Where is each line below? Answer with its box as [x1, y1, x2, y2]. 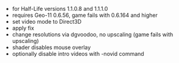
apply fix [12, 24, 35, 31]
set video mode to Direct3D [12, 18, 82, 25]
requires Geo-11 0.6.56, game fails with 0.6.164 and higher [12, 12, 158, 19]
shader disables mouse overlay [12, 44, 91, 51]
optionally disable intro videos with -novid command [12, 50, 145, 57]
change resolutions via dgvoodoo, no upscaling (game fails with [12, 31, 174, 38]
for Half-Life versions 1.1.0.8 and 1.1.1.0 [12, 5, 108, 12]
